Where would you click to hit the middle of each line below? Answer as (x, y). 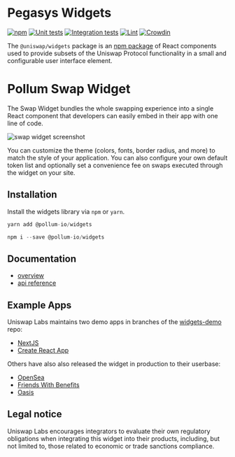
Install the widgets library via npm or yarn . (66, 211)
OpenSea (31, 378)
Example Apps (40, 305)
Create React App (43, 351)
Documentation (42, 259)
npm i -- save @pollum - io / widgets (56, 237)
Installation (32, 195)
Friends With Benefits (48, 385)
